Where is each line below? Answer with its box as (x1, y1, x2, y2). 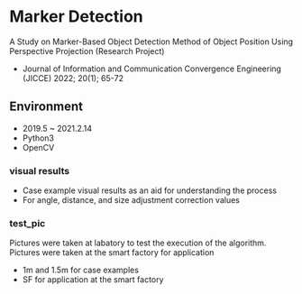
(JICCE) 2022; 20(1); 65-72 (22, 72, 124, 83)
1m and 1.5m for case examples (22, 264, 140, 276)
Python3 (22, 133, 54, 143)
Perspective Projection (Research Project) (9, 45, 165, 56)
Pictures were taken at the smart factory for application (9, 247, 215, 258)
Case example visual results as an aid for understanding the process (22, 185, 278, 196)
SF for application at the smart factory (22, 274, 164, 285)
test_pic (9, 216, 46, 229)
